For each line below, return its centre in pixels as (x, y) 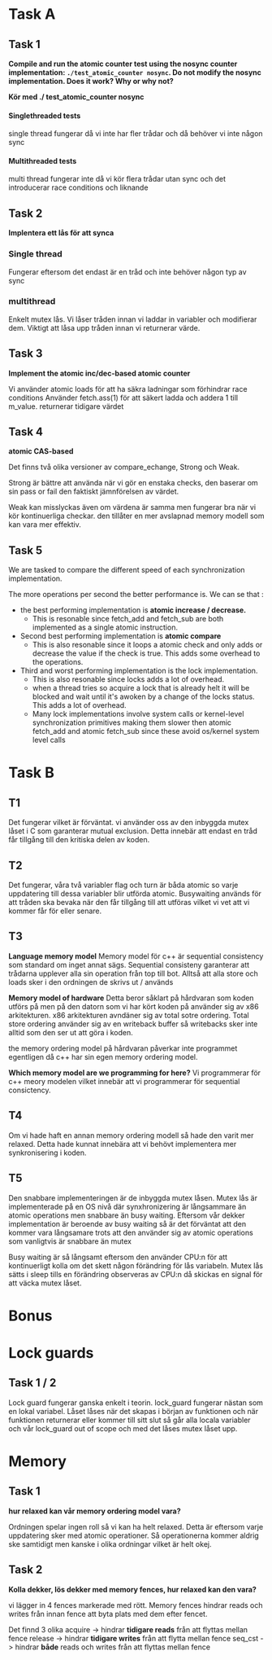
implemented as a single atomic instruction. (105, 627)
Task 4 (26, 432)
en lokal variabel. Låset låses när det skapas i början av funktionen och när (133, 1411)
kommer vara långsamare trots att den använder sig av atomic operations (131, 1232)
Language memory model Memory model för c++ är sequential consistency (136, 956)
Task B (31, 773)
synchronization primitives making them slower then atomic (132, 722)
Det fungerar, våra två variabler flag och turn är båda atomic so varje (123, 885)
